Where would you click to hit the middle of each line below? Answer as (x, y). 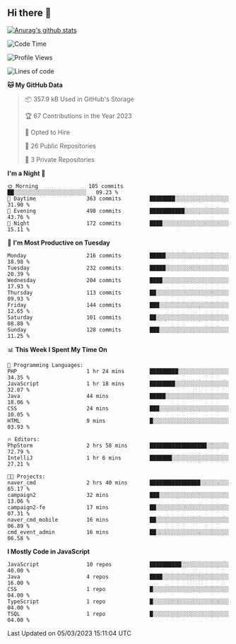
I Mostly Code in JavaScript (49, 551)
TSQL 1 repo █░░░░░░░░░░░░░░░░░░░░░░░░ (118, 614)
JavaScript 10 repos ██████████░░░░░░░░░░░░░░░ (118, 564)
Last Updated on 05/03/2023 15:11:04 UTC (70, 633)
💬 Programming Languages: (45, 365)
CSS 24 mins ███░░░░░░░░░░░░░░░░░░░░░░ (118, 408)
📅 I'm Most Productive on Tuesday (59, 242)
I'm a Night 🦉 (26, 173)
